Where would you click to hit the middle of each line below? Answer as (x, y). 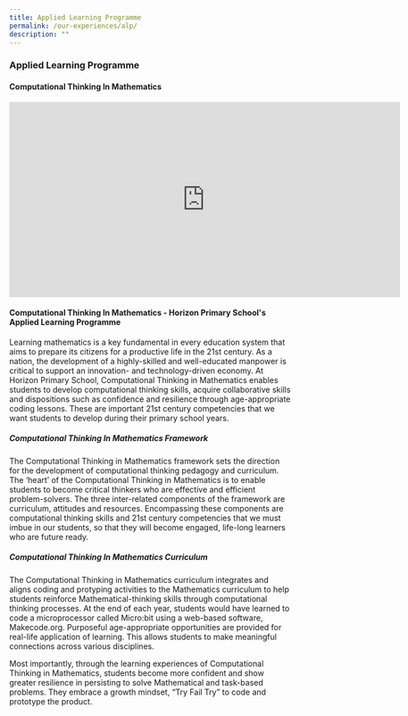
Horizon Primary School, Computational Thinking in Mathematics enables (144, 379)
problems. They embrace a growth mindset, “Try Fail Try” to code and (137, 692)
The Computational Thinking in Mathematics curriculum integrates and (139, 579)
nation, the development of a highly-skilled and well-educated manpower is (148, 361)
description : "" (39, 34)
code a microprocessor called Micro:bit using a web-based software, (136, 618)
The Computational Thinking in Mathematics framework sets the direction (145, 461)
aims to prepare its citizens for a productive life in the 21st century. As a (141, 351)
